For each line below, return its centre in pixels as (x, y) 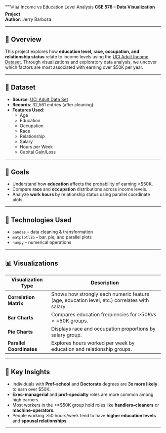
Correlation (21, 297)
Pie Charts (20, 332)
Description (105, 283)
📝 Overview (23, 39)
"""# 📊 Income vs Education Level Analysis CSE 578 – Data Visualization (80, 7)
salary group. (66, 335)
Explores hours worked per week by (93, 343)
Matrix (16, 303)
